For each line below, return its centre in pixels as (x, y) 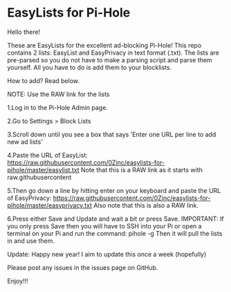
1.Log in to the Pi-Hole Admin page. (58, 107)
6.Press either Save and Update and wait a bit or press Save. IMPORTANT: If (115, 219)
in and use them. (31, 241)
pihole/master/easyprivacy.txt (49, 205)
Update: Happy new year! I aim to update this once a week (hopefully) (107, 254)
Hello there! (24, 32)
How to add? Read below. (44, 80)
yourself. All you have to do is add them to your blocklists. (89, 67)
